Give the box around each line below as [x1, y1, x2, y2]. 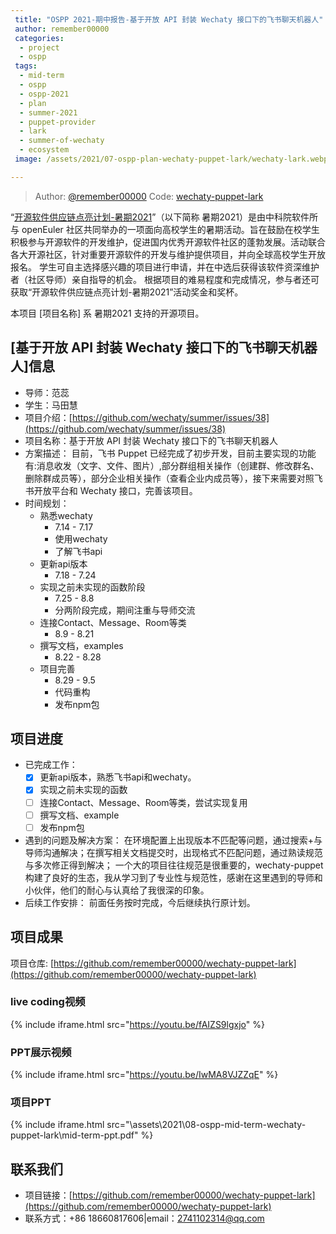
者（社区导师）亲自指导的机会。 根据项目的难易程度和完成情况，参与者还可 [10, 273, 320, 285]
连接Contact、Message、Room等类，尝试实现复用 [39, 796, 248, 808]
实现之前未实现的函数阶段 [39, 581, 146, 593]
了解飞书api [54, 545, 103, 557]
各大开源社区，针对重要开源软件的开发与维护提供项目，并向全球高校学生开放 [10, 248, 326, 260]
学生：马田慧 [24, 399, 78, 411]
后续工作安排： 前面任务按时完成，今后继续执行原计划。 [24, 896, 256, 908]
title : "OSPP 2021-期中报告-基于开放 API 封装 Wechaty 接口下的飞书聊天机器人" [14, 14, 324, 25]
